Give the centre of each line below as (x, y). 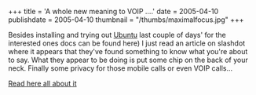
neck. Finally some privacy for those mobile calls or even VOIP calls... (121, 68)
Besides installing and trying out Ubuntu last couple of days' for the (117, 35)
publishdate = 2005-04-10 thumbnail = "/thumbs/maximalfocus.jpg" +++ (126, 20)
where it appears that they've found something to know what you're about (128, 51)
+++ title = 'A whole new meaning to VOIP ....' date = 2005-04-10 (113, 11)
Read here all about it (42, 83)
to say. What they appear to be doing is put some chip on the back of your (128, 60)
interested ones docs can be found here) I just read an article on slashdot (127, 43)
